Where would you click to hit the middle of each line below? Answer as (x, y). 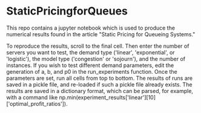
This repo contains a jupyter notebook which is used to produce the (91, 28)
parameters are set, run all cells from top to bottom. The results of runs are (99, 78)
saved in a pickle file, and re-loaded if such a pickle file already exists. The (99, 84)
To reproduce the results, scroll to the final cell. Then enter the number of (98, 46)
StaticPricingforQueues (67, 11)
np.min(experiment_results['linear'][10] (107, 97)
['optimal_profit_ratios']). (37, 103)
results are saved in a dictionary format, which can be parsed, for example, (100, 91)
